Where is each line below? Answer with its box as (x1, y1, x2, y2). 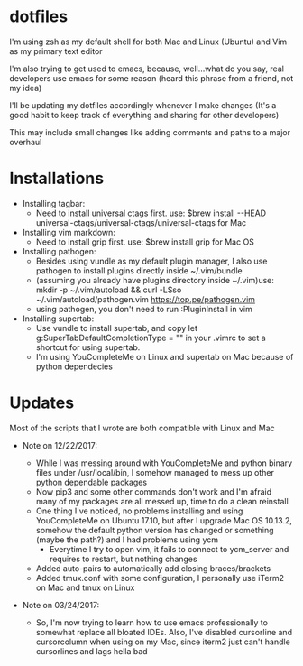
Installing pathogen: (22, 245, 96, 256)
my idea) (9, 82, 42, 93)
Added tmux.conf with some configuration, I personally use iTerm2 (35, 572, 285, 583)
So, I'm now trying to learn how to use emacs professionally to (35, 616, 269, 628)
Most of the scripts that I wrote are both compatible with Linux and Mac (9, 422, 275, 433)
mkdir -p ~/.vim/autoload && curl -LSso (35, 284, 182, 295)
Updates (9, 393, 75, 413)
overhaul (9, 136, 42, 147)
